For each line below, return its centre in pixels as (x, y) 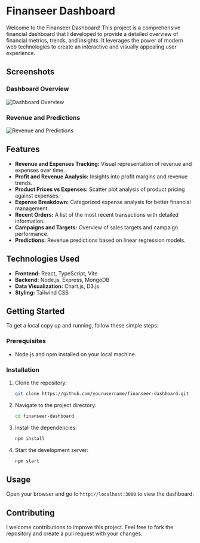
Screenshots (30, 72)
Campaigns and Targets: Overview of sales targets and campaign (96, 227)
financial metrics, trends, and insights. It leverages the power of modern (95, 40)
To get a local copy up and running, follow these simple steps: (82, 326)
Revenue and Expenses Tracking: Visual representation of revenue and (103, 163)
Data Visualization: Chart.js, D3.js (57, 286)
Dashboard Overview (38, 89)
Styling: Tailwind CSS (42, 292)
